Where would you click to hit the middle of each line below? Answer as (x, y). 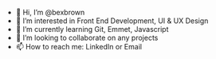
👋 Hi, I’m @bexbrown (50, 12)
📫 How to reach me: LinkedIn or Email (79, 47)
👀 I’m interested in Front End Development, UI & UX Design (112, 21)
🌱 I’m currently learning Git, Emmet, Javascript (92, 29)
